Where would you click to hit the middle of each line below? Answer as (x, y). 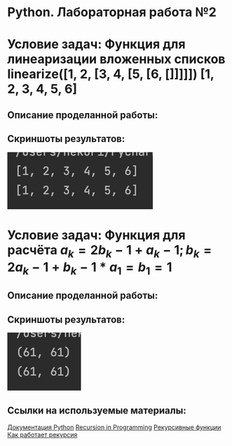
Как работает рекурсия (42, 434)
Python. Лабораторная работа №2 (112, 12)
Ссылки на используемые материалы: (97, 411)
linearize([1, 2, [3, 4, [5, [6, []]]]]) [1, (111, 74)
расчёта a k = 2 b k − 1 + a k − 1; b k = (110, 251)
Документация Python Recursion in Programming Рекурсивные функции (114, 427)
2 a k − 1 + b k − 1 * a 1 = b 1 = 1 (90, 268)
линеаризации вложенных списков (116, 59)
